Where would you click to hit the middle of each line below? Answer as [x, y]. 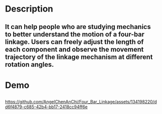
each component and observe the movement [74, 49]
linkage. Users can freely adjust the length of [74, 42]
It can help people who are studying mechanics [78, 27]
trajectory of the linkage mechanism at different [79, 57]
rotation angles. [30, 64]
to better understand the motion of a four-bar [75, 34]
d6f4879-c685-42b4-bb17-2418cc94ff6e [46, 107]
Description [29, 9]
